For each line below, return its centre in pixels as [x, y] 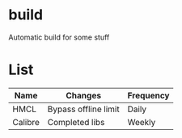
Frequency [148, 95]
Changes [84, 95]
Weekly [142, 122]
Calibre [26, 122]
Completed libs [76, 122]
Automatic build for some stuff [59, 37]
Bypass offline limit [83, 109]
